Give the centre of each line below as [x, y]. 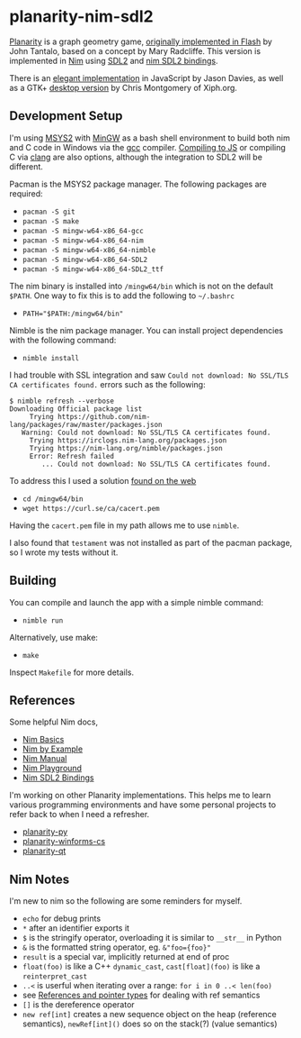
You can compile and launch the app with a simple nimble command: [137, 602]
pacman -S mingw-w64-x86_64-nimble [89, 250]
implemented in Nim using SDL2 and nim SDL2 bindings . [114, 60]
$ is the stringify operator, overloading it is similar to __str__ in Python [152, 938]
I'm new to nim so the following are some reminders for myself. [126, 901]
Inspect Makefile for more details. [72, 672]
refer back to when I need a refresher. [80, 815]
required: [26, 193]
